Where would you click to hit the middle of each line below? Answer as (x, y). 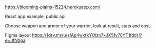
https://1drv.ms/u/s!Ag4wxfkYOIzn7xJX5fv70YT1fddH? (87, 35)
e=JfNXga (15, 40)
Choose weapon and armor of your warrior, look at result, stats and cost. (78, 26)
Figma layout (18, 35)
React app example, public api (35, 16)
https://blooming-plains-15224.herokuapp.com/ (53, 7)
